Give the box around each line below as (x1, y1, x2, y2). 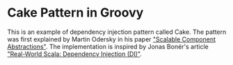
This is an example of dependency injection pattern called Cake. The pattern (7, 28, 227, 36)
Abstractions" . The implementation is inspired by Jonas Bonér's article (7, 42, 209, 50)
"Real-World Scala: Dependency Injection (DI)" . (7, 50, 143, 58)
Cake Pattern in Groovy (7, 5, 144, 21)
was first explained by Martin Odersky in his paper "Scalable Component (7, 35, 216, 43)
